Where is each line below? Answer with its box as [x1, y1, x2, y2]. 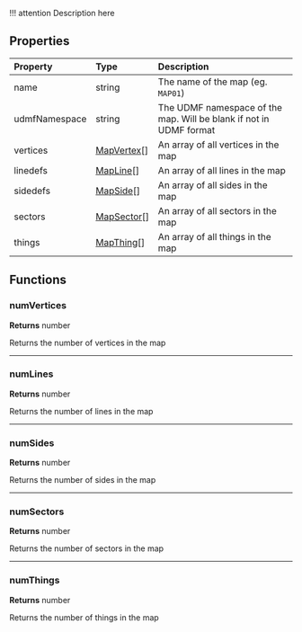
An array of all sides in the [157, 179, 268, 191]
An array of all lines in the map [157, 164, 286, 176]
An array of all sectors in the [157, 204, 277, 217]
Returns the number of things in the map [9, 611, 159, 623]
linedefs [13, 164, 48, 176]
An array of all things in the [157, 230, 271, 243]
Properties [9, 33, 70, 49]
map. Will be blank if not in [157, 112, 270, 125]
